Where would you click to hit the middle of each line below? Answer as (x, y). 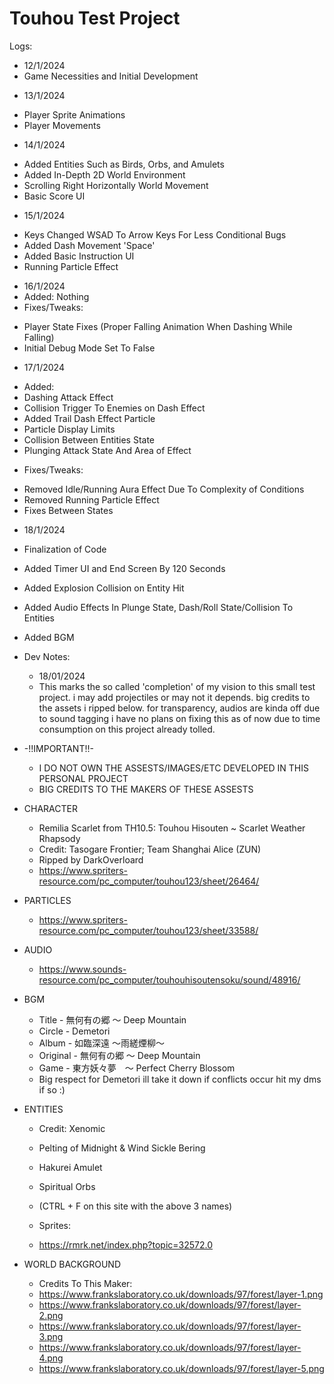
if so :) (52, 1089)
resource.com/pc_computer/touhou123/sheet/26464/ (149, 881)
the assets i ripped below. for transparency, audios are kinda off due (179, 708)
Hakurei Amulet (70, 1167)
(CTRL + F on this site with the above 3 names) (135, 1206)
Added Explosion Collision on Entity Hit (104, 588)
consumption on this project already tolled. (127, 729)
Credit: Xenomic (72, 1128)
